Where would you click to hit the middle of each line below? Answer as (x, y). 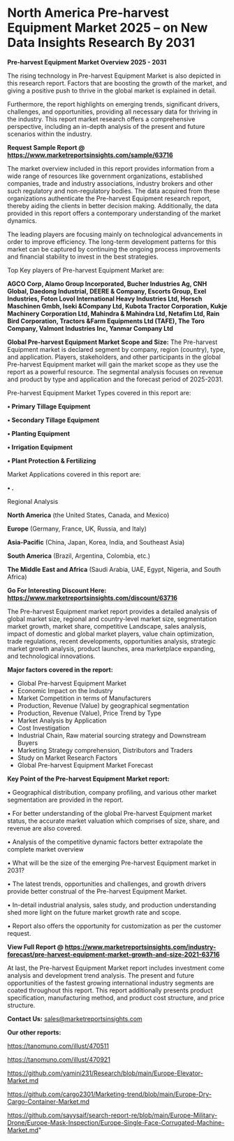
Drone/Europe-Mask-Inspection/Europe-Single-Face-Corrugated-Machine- (116, 1122)
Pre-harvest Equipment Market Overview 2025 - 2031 (87, 62)
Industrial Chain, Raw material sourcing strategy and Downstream (111, 735)
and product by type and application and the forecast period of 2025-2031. (115, 379)
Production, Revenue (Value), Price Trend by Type (89, 713)
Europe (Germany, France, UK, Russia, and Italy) (77, 528)
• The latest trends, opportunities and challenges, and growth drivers (107, 884)
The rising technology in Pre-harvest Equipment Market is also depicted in (114, 76)
